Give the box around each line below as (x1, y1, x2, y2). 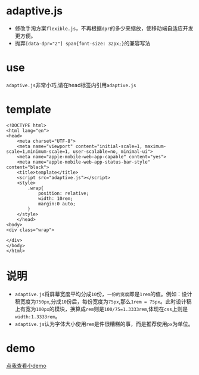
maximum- (145, 143, 167, 149)
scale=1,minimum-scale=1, (6, 148, 70, 155)
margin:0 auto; (38, 201, 76, 207)
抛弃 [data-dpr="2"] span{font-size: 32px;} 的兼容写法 (14, 39, 151, 47)
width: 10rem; (38, 195, 73, 201)
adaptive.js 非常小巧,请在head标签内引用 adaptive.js (6, 81, 136, 88)
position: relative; (38, 190, 89, 196)
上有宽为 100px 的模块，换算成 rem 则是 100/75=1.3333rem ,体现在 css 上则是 (14, 305, 188, 312)
